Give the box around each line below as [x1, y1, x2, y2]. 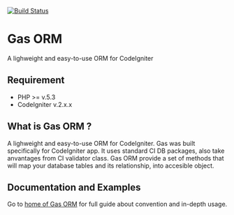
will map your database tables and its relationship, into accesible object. [7, 161, 214, 170]
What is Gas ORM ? [7, 121, 92, 133]
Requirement [7, 74, 65, 87]
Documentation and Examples [7, 181, 141, 193]
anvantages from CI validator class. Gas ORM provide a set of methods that [7, 154, 224, 162]
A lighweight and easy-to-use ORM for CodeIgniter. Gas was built [7, 139, 196, 147]
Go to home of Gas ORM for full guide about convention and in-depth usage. [7, 200, 228, 209]
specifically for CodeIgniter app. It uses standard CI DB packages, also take [7, 147, 225, 155]
